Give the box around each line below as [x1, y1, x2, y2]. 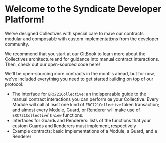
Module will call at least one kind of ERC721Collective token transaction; [12, 101, 160, 107]
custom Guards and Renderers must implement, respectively [12, 123, 136, 129]
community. [5, 41, 29, 47]
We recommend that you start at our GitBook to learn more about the [5, 51, 146, 57]
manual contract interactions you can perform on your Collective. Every [12, 96, 159, 102]
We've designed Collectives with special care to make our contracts [5, 30, 144, 36]
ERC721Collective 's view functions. [12, 112, 84, 118]
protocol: [5, 81, 24, 87]
